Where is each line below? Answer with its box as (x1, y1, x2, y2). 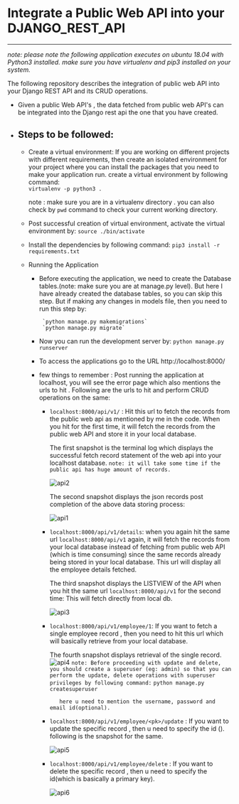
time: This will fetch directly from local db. (49, 594, 173, 602)
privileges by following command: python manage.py (49, 679, 205, 687)
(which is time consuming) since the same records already (49, 550, 221, 559)
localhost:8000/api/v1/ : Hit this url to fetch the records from (49, 407, 230, 415)
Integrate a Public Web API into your (7, 5, 225, 21)
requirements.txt (28, 247, 80, 255)
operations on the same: (38, 393, 110, 402)
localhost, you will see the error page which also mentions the (38, 378, 221, 387)
